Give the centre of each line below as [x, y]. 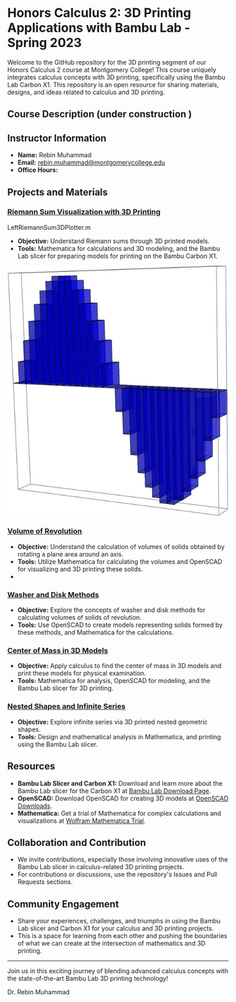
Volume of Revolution [45, 531]
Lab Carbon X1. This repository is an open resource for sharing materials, [113, 84]
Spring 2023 [45, 43]
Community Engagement [63, 904]
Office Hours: [38, 170]
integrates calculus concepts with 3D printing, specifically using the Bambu [117, 77]
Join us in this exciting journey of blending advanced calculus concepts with [118, 971]
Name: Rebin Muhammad [54, 155]
